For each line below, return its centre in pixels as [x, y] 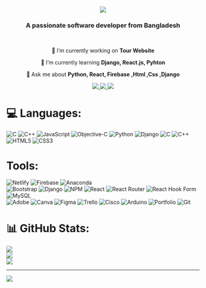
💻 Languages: [44, 113]
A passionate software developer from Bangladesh [103, 26]
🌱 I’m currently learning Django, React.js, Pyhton [103, 63]
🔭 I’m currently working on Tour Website [103, 51]
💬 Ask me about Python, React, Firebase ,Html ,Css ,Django [103, 74]
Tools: [22, 165]
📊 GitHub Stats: [48, 228]
